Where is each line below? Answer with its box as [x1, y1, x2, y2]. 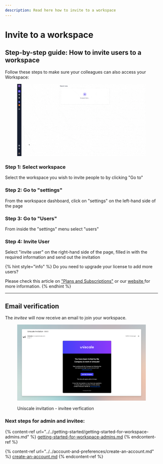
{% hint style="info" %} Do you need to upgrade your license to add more [5, 264, 153, 270]
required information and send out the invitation [5, 255, 100, 260]
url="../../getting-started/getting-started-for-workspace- [36, 429, 149, 434]
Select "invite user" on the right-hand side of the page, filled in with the [5, 249, 147, 255]
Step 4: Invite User [5, 238, 50, 245]
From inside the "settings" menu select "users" [5, 226, 99, 232]
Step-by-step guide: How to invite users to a [5, 48, 142, 57]
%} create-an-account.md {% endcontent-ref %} [5, 453, 103, 459]
